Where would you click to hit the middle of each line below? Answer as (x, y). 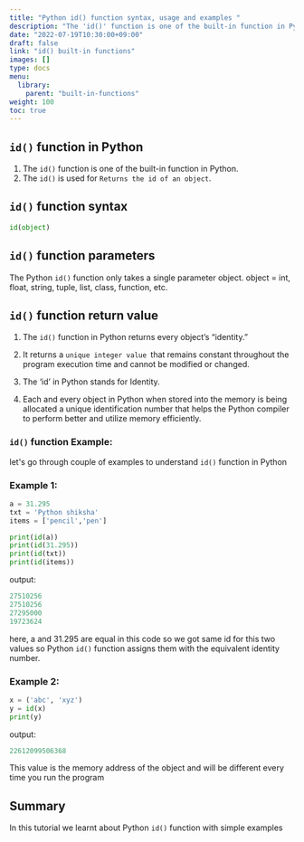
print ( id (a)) (34, 537)
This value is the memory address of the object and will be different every (147, 768)
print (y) (26, 717)
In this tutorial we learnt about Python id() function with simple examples (146, 828)
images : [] (30, 60)
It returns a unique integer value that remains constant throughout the (156, 355)
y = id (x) (28, 708)
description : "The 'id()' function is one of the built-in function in (147, 26)
